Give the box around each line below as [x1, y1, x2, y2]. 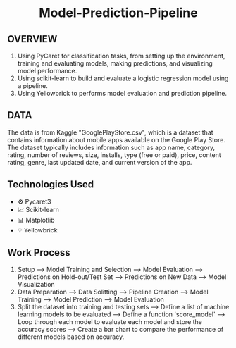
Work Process [7, 247, 70, 259]
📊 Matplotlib [17, 216, 55, 224]
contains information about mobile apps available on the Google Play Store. [7, 135, 225, 144]
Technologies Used [7, 178, 94, 191]
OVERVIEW [7, 33, 58, 45]
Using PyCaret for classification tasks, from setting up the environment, [17, 51, 225, 60]
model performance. [17, 67, 77, 75]
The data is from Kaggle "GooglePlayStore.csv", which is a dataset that [7, 128, 213, 137]
